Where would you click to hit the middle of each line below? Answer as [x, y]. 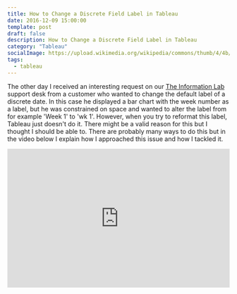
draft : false [26, 33]
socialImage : [26, 54]
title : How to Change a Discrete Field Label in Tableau [93, 14]
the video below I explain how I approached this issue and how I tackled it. [115, 139]
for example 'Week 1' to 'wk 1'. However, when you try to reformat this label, [117, 116]
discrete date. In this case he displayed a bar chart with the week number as [118, 101]
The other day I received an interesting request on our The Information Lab [116, 86]
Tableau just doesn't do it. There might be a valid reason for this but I [108, 123]
